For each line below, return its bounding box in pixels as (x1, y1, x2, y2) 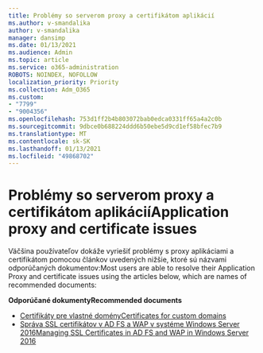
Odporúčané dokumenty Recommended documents (8, 296, 183, 305)
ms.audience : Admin (8, 48, 73, 56)
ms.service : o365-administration (8, 64, 119, 72)
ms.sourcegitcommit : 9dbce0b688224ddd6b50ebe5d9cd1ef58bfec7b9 (8, 122, 222, 130)
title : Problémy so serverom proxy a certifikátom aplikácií (8, 11, 215, 20)
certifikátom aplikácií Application (8, 204, 229, 221)
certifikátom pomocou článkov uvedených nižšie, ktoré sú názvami (8, 255, 227, 265)
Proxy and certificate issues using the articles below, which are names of (8, 272, 248, 281)
